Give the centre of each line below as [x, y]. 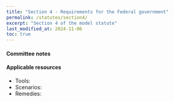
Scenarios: [28, 87]
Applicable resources [34, 68]
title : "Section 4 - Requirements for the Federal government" [88, 12]
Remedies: [28, 94]
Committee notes [28, 53]
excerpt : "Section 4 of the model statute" [62, 23]
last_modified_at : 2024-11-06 [44, 29]
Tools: [23, 81]
